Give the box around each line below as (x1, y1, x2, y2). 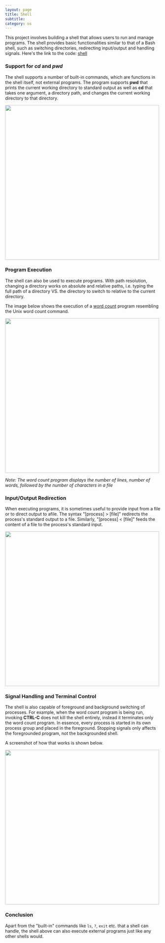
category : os (5, 21, 32, 26)
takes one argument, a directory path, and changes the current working (5, 90, 150, 96)
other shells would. (5, 933, 44, 939)
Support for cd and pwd (5, 63, 63, 70)
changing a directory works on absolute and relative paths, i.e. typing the (5, 283, 154, 289)
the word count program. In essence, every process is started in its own (5, 720, 151, 726)
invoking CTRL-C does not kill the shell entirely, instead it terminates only (5, 715, 154, 721)
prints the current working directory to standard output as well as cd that (5, 85, 153, 91)
